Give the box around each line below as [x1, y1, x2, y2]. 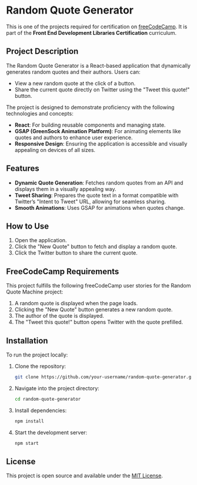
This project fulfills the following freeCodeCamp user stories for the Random [6, 282, 191, 289]
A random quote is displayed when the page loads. [14, 300, 138, 307]
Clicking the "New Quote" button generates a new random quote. [14, 306, 173, 313]
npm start [14, 440, 39, 446]
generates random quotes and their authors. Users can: [6, 68, 141, 75]
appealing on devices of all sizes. [14, 146, 96, 153]
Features [6, 163, 39, 174]
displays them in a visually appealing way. [14, 185, 116, 192]
